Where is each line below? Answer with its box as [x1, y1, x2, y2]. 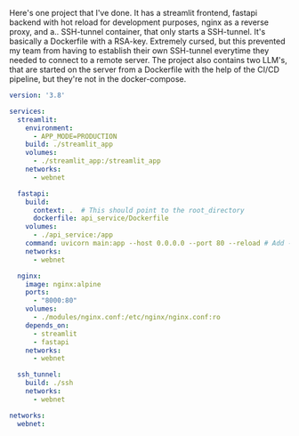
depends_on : [25, 320, 69, 330]
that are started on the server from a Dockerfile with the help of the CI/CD [9, 64, 280, 75]
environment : [25, 124, 74, 133]
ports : [25, 288, 50, 297]
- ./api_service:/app [32, 230, 114, 239]
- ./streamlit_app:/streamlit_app [32, 157, 162, 166]
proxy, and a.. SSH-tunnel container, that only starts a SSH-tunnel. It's [9, 27, 266, 36]
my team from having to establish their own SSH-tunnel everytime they [9, 45, 270, 56]
